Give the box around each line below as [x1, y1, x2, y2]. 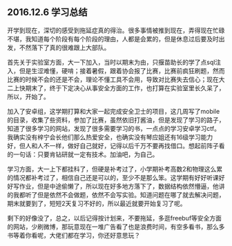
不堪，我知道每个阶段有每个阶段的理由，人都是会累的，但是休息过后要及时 [7, 34, 219, 43]
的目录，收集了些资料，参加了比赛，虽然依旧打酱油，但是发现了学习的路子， [7, 116, 225, 124]
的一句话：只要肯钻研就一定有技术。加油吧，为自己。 [7, 150, 159, 158]
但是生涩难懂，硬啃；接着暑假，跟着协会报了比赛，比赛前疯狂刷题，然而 [19, 66, 225, 74]
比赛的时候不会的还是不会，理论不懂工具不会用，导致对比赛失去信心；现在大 [7, 75, 225, 83]
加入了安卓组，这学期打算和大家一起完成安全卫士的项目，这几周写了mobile [7, 107, 220, 115]
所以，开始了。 [7, 92, 50, 101]
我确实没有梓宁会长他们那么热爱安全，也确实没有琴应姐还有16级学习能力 [7, 133, 213, 141]
